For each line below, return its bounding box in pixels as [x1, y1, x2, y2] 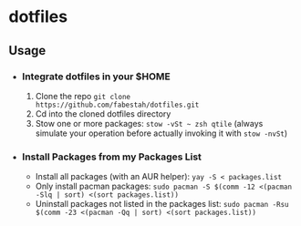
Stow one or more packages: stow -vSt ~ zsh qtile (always [35, 118, 264, 128]
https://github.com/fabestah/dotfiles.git [35, 100, 200, 109]
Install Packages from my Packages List [21, 150, 202, 163]
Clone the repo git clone [35, 90, 131, 101]
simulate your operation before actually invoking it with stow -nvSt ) [35, 128, 288, 139]
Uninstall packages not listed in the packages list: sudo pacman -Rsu [35, 199, 289, 210]
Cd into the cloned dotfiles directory [35, 108, 171, 119]
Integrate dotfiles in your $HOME [21, 70, 171, 83]
